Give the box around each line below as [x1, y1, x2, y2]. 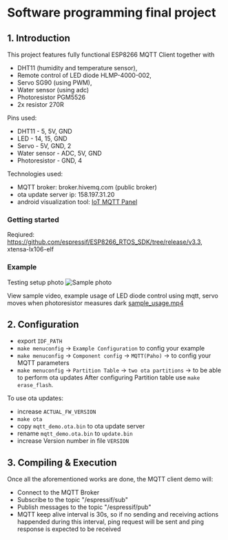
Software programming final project [7, 5, 216, 21]
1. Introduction [7, 32, 70, 44]
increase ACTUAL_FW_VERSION [17, 408, 96, 416]
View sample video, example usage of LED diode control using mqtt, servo [7, 291, 218, 300]
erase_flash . [17, 381, 54, 389]
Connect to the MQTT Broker [17, 488, 100, 497]
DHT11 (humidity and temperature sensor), [17, 64, 138, 72]
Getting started [7, 215, 60, 225]
